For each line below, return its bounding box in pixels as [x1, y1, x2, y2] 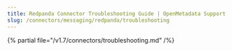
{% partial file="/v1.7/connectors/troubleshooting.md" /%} [7, 36, 175, 44]
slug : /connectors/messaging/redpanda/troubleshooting [7, 17, 170, 24]
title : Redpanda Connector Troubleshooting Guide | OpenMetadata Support [7, 10, 226, 17]
